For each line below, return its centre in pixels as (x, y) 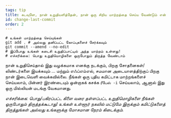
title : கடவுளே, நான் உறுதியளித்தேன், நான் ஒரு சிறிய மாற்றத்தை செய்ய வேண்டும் (81, 15)
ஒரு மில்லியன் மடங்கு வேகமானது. (38, 88)
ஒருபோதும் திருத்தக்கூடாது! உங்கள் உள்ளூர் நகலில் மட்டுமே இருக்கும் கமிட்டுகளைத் (85, 104)
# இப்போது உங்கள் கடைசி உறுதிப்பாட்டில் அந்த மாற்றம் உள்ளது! (63, 51)
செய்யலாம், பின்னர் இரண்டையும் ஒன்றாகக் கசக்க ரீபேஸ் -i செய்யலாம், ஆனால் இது (85, 82)
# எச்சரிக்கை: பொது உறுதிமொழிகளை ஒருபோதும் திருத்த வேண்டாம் (65, 56)
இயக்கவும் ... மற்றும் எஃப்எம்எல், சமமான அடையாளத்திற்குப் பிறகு (95, 71)
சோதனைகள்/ (132, 65)
